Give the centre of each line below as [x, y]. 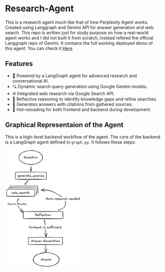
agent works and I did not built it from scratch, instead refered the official [79, 38]
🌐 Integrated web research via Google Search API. [63, 93]
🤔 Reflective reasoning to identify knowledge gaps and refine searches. [85, 99]
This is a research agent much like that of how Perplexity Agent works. [77, 22]
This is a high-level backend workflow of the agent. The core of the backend [83, 137]
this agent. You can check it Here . [39, 48]
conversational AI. [31, 81]
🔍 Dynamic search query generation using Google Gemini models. [80, 86]
